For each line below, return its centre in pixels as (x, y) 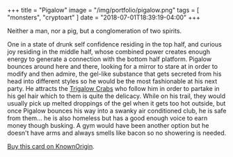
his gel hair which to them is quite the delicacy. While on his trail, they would (116, 96)
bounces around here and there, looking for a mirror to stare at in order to (112, 66)
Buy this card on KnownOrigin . (51, 146)
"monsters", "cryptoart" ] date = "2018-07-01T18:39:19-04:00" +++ (104, 17)
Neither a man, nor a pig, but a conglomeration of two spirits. (95, 31)
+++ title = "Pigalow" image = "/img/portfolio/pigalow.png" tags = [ (103, 10)
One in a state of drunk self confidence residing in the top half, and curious (115, 44)
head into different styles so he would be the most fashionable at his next (112, 81)
